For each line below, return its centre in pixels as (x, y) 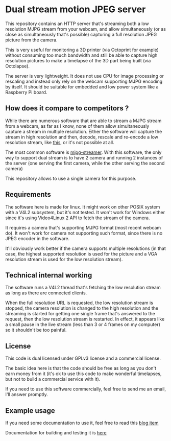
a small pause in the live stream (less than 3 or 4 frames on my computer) (83, 324)
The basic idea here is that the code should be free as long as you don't (81, 368)
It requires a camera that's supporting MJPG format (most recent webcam (83, 227)
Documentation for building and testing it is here (56, 433)
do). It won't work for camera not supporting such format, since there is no (84, 233)
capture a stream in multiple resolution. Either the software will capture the (84, 131)
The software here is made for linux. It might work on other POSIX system (83, 207)
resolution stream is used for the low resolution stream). (64, 259)
